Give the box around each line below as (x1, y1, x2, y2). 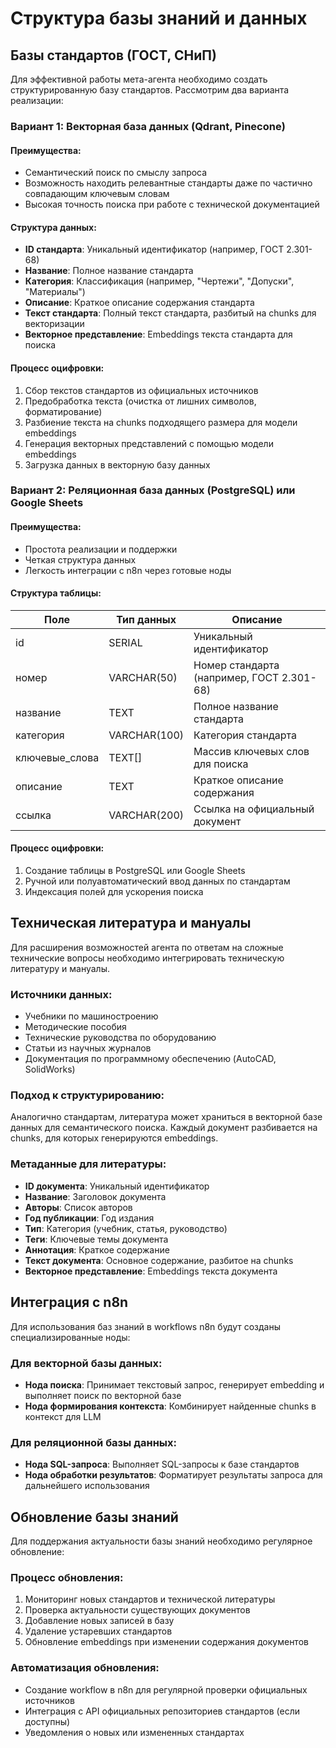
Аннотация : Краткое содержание (24, 1243, 170, 1256)
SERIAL (108, 635, 143, 649)
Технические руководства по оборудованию (24, 1032, 217, 1044)
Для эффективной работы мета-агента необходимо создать (10, 73, 268, 85)
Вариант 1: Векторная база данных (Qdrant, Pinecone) (10, 119, 286, 133)
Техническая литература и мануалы (10, 915, 252, 932)
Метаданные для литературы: (10, 1157, 167, 1171)
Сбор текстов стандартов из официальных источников (24, 384, 259, 396)
